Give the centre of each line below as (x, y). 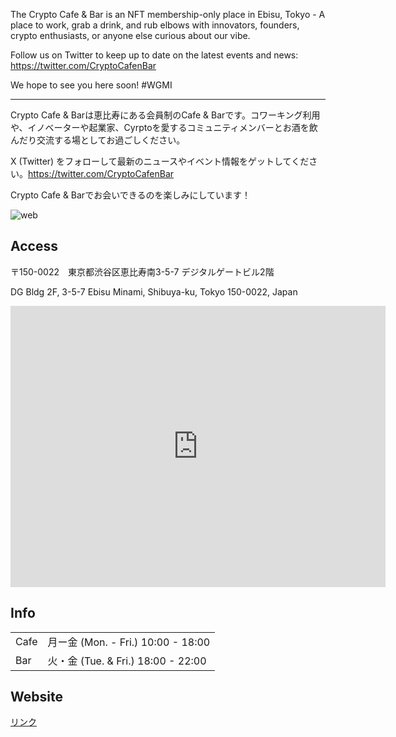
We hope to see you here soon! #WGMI (91, 85)
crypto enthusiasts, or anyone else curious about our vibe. (130, 35)
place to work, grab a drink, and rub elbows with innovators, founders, (155, 25)
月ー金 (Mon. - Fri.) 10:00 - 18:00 (129, 642)
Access (34, 246)
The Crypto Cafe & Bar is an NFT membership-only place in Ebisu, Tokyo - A (168, 14)
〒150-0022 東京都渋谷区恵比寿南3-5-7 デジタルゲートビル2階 (142, 271)
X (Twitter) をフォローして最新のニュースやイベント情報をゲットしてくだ (160, 161)
